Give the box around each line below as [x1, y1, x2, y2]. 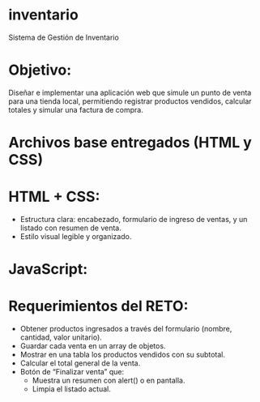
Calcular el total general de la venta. [19, 358, 141, 368]
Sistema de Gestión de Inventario [8, 32, 119, 42]
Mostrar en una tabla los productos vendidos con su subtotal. [19, 350, 225, 360]
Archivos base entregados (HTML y [8, 134, 253, 152]
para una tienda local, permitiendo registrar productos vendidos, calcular [8, 96, 253, 106]
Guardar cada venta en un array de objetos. [19, 341, 166, 351]
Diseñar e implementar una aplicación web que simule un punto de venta [8, 88, 252, 97]
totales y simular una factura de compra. [8, 105, 143, 114]
